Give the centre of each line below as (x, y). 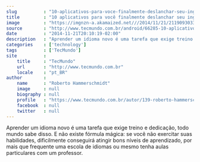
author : (26, 78)
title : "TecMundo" (46, 61)
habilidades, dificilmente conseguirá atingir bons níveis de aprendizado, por (99, 141)
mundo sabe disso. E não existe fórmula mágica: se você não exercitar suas (99, 134)
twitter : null (38, 111)
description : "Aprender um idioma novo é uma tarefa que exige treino (100, 39)
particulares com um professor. (45, 153)
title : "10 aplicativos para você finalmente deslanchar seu (96, 17)
